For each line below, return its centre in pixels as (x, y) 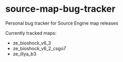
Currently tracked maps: (31, 33)
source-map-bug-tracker (60, 9)
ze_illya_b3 (25, 54)
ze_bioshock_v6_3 (32, 43)
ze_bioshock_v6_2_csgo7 (39, 48)
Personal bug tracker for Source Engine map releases (62, 23)
